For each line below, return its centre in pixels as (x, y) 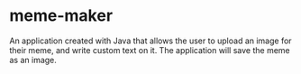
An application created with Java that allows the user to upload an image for (150, 41)
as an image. (33, 60)
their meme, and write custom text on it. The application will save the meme (150, 50)
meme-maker (61, 16)
